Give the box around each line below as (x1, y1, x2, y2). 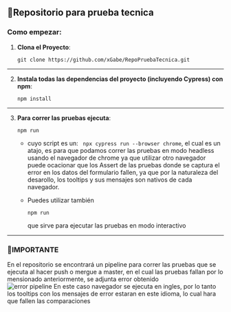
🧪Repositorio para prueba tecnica (7, 7, 154, 19)
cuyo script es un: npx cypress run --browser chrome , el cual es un (27, 139, 221, 147)
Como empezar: (7, 27, 62, 37)
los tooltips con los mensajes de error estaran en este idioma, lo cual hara (7, 289, 217, 298)
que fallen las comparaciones (7, 296, 91, 305)
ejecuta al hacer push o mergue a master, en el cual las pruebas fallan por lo (7, 267, 223, 276)
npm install (16, 95, 52, 102)
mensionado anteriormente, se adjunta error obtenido (7, 275, 159, 283)
